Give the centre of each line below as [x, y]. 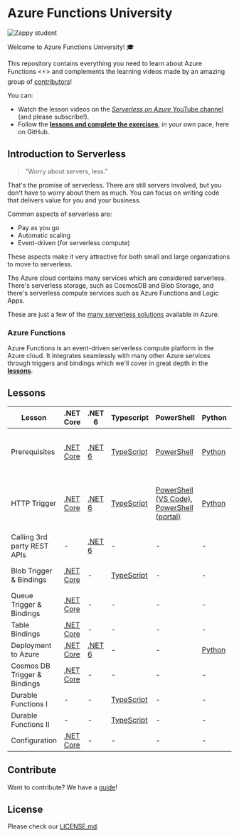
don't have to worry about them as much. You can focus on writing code [113, 193]
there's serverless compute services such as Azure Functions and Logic [113, 293]
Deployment [31, 645]
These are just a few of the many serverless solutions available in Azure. [113, 314]
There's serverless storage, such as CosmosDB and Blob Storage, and [111, 285]
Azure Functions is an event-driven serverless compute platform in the [111, 348]
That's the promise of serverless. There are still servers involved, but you [115, 185]
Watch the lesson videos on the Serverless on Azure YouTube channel [121, 109]
